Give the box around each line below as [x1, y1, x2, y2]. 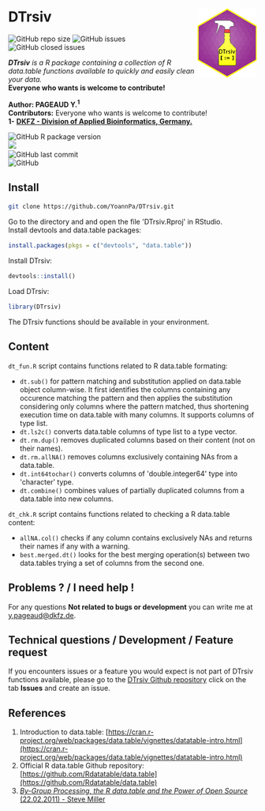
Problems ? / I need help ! [8, 581, 135, 594]
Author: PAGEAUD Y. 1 [8, 98, 80, 109]
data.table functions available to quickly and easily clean [8, 66, 195, 75]
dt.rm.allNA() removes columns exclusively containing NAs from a [19, 451, 238, 462]
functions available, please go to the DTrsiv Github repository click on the [8, 675, 247, 685]
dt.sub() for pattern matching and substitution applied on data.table [19, 376, 242, 386]
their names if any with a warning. [19, 541, 130, 551]
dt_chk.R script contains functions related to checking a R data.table [8, 509, 230, 519]
